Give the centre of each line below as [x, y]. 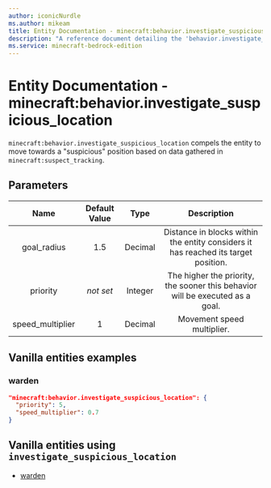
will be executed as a [211, 295]
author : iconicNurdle [45, 16]
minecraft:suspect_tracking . [56, 160]
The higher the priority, [211, 275]
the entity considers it [211, 242]
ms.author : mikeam [39, 23]
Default [100, 208]
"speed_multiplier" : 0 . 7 [57, 413]
